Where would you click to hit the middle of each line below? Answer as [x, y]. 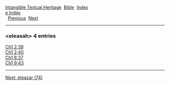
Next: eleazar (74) [24, 77]
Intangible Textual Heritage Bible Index [47, 7]
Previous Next [23, 18]
